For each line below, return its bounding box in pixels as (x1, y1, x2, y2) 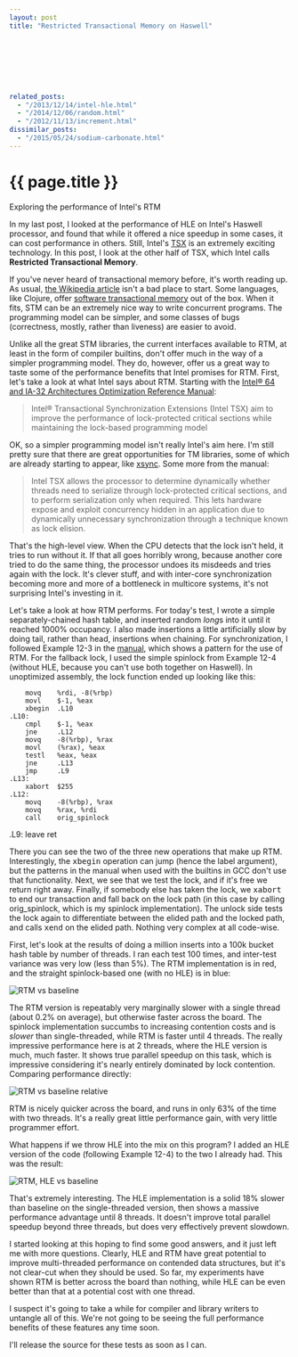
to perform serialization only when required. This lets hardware (30, 494, 262, 505)
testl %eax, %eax (25, 751, 98, 760)
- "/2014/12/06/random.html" (17, 109, 125, 118)
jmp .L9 (25, 766, 69, 776)
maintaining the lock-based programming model (30, 422, 208, 432)
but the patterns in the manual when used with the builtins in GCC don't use (9, 865, 287, 876)
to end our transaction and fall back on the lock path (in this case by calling (9, 893, 286, 904)
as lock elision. (30, 522, 86, 533)
